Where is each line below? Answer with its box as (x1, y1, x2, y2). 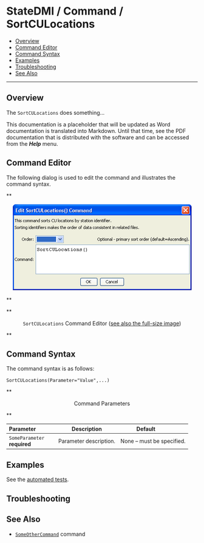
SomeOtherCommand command (15, 530, 86, 538)
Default (136, 425, 156, 432)
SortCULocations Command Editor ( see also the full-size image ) (22, 319, 182, 327)
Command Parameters (73, 400, 131, 408)
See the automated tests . (6, 476, 69, 483)
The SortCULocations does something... (6, 109, 105, 116)
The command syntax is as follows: (6, 365, 95, 372)
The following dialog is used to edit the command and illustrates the (6, 174, 176, 181)
